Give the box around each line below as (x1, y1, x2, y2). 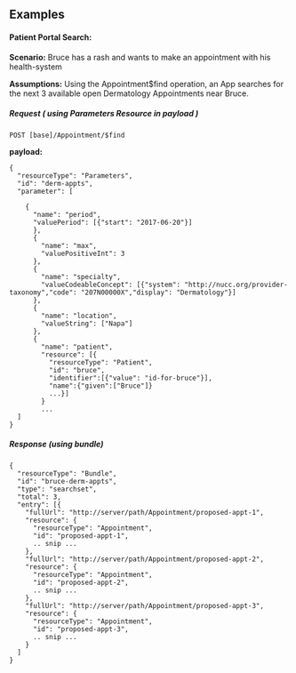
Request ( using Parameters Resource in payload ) (9, 108, 199, 119)
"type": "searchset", (17, 485, 98, 493)
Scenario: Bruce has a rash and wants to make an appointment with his (9, 52, 271, 62)
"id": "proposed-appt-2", (32, 578, 129, 587)
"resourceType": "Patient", (48, 357, 153, 367)
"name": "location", (41, 311, 117, 320)
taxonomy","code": (9, 288, 77, 297)
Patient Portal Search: (9, 31, 92, 43)
